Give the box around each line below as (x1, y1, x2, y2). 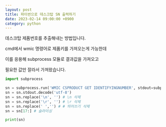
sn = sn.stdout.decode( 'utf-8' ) (5, 90, 72, 95)
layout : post (5, 7, 32, 12)
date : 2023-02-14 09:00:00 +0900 (5, 16, 74, 21)
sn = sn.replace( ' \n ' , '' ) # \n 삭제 (5, 94, 81, 99)
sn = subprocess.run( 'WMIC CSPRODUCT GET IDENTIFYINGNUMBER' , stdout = (5, 85, 154, 90)
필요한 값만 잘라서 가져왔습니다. (5, 67, 66, 73)
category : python (5, 21, 41, 26)
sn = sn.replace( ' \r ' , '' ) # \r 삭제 (5, 99, 81, 104)
